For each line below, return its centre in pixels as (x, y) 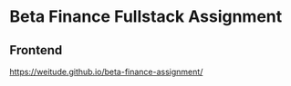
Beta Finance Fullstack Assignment (146, 17)
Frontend (36, 50)
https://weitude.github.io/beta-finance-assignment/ (106, 72)
